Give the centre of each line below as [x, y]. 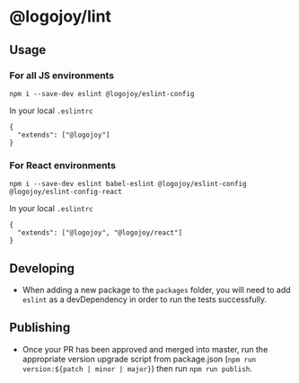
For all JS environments [62, 76]
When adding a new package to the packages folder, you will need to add [156, 289]
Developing [42, 268]
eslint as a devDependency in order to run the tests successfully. [145, 299]
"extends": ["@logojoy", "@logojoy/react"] [100, 233]
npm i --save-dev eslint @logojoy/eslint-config [102, 94]
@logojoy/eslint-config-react [66, 192]
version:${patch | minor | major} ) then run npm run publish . [137, 368]
